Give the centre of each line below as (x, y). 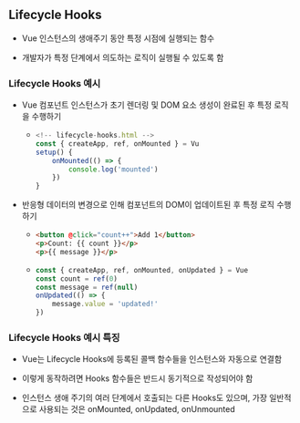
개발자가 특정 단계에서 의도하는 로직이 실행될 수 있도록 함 (123, 57)
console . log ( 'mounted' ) (113, 169)
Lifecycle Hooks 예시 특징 (64, 338)
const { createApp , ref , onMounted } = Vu (117, 144)
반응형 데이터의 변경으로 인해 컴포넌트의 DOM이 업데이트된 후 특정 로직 (148, 205)
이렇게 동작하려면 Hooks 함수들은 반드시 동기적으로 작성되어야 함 (137, 378)
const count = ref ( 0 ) (76, 279)
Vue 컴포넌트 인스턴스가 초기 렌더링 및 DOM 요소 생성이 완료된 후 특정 (147, 105)
